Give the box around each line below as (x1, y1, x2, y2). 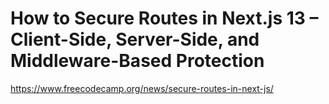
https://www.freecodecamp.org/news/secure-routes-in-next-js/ (10, 82, 274, 94)
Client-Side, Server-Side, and (10, 28, 260, 51)
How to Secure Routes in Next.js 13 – (10, 7, 319, 30)
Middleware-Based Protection (10, 50, 265, 72)
